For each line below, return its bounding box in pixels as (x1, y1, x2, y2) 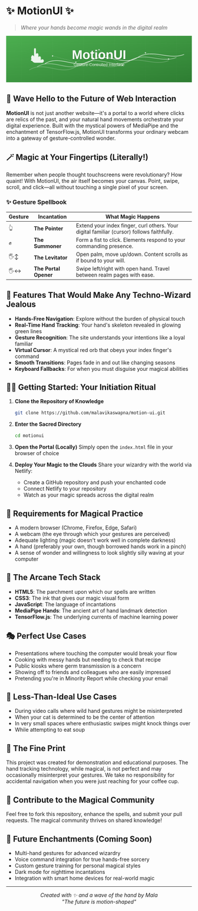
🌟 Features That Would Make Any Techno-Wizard (6, 290, 192, 300)
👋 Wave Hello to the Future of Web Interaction (6, 94, 177, 104)
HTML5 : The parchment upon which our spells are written (14, 588, 156, 595)
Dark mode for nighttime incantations (14, 868, 105, 875)
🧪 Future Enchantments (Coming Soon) (6, 834, 152, 844)
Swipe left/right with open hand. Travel (75, 265, 170, 272)
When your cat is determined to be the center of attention (14, 713, 155, 721)
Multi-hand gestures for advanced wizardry (14, 849, 121, 856)
